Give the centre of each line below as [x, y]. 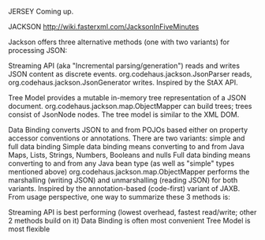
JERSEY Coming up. [41, 11]
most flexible [29, 229]
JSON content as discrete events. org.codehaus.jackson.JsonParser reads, [130, 74]
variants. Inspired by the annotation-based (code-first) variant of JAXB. [124, 188]
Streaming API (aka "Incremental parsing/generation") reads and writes [124, 66]
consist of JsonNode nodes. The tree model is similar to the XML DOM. [124, 114]
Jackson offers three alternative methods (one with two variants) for [119, 42]
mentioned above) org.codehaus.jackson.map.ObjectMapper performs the [129, 172]
